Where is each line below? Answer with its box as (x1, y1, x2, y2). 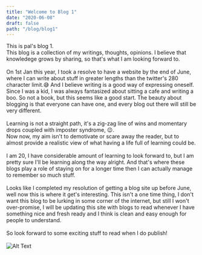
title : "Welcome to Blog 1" (6, 8, 77, 15)
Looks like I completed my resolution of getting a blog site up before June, (6, 185, 192, 192)
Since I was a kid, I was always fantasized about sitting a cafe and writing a (6, 87, 194, 95)
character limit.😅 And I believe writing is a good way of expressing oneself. (6, 81, 195, 89)
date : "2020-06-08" (6, 15, 56, 21)
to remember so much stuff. (6, 171, 76, 179)
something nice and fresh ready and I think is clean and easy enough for (6, 210, 187, 217)
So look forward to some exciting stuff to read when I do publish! (6, 229, 168, 237)
